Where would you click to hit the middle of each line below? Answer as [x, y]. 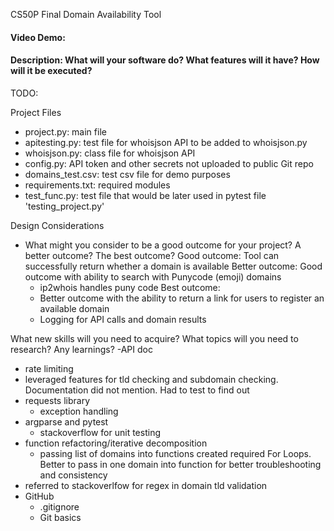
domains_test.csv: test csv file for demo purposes [127, 174]
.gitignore [59, 506]
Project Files [36, 112]
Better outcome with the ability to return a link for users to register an [182, 298]
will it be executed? [51, 71]
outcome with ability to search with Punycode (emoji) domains [153, 276]
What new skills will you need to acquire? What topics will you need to [154, 338]
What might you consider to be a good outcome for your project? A [163, 245]
